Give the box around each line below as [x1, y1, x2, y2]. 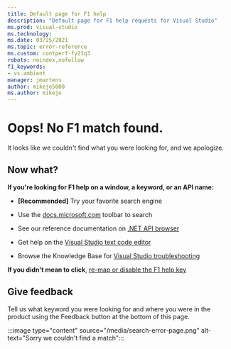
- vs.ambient [7, 70, 46, 77]
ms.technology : [7, 30, 53, 38]
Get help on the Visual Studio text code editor [17, 238, 151, 246]
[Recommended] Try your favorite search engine [17, 196, 162, 205]
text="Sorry [7, 333, 42, 342]
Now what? [7, 164, 58, 176]
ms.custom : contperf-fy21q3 [7, 50, 91, 57]
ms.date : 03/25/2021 [7, 37, 69, 44]
